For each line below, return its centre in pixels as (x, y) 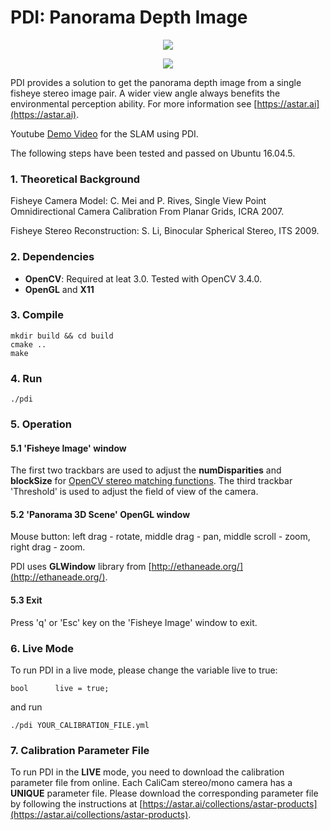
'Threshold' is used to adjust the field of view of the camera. (134, 492)
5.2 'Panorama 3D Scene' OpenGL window (100, 514)
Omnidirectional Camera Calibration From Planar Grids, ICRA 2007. (147, 212)
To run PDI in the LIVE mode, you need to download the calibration (147, 772)
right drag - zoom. (48, 547)
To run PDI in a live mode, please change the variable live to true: (144, 670)
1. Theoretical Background (75, 179)
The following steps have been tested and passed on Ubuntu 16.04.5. (153, 153)
